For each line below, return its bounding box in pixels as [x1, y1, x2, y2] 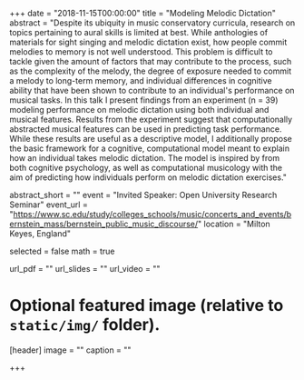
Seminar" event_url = [9, 199, 88, 210]
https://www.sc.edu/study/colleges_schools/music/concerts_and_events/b [13, 209, 292, 219]
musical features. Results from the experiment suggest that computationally [9, 114, 293, 125]
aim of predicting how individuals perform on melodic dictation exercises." [9, 172, 288, 183]
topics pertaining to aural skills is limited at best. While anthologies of [9, 27, 269, 37]
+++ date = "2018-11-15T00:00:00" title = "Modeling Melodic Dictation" [9, 8, 277, 18]
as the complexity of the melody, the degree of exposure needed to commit [9, 65, 292, 76]
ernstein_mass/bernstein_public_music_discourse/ [9, 218, 199, 229]
